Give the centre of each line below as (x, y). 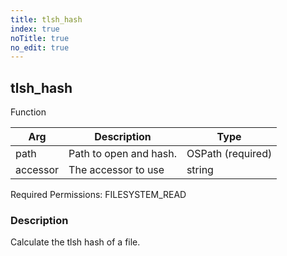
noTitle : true (40, 38)
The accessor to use (116, 170)
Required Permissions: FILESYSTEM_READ (98, 195)
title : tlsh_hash (46, 19)
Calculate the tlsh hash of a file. (75, 242)
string (200, 170)
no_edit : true (40, 47)
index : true (35, 29)
